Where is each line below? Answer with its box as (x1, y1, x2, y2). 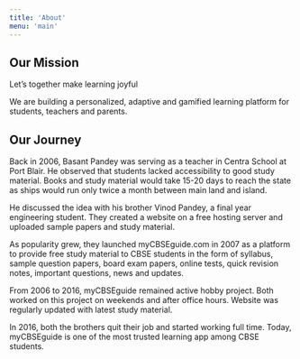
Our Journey (9, 132, 82, 147)
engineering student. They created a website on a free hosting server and (9, 212, 284, 223)
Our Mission (9, 55, 79, 70)
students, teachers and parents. (9, 106, 128, 117)
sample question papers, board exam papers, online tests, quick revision (9, 258, 279, 269)
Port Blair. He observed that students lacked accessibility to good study (9, 166, 275, 177)
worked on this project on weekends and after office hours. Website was (9, 295, 279, 306)
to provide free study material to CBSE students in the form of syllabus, (9, 249, 274, 260)
